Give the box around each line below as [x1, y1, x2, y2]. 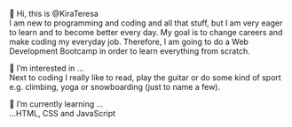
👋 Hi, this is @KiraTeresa [9, 9, 99, 19]
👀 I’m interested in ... [9, 63, 84, 73]
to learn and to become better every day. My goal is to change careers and [9, 27, 283, 37]
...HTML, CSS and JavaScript [9, 108, 116, 118]
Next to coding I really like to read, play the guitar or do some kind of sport [9, 72, 281, 83]
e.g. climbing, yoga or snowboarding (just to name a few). [9, 82, 221, 92]
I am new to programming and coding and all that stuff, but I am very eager [9, 18, 283, 28]
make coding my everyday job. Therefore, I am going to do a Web [9, 36, 249, 47]
